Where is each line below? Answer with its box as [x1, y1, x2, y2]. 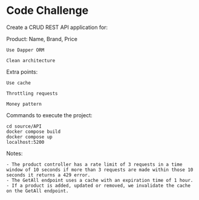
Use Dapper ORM [6, 47, 45, 53]
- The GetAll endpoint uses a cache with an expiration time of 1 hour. [6, 177, 194, 183]
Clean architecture [6, 57, 56, 63]
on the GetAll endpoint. [6, 188, 69, 194]
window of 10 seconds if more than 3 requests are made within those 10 [6, 167, 194, 173]
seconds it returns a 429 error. [6, 172, 91, 178]
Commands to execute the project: [6, 111, 93, 118]
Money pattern [6, 101, 42, 107]
